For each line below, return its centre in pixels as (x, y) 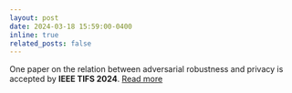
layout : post (34, 18)
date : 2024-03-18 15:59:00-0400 (71, 26)
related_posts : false (51, 43)
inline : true (34, 35)
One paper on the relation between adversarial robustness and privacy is (146, 69)
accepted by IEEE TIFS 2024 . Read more (86, 79)
